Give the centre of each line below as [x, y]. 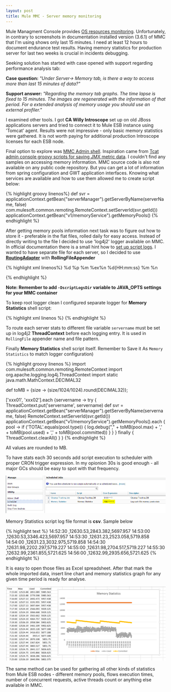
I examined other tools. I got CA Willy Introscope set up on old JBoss [78, 119]
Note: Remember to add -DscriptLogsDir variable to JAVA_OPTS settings [84, 287]
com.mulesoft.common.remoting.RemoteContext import [64, 369]
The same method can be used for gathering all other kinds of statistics [80, 669]
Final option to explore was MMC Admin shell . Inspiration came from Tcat [82, 151]
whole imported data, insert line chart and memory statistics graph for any [83, 573]
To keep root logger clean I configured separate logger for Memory [76, 302]
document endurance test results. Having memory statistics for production [84, 47]
